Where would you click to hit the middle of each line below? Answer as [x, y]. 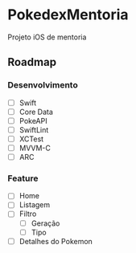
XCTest [31, 139]
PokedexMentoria [68, 15]
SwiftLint [34, 129]
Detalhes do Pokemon [56, 241]
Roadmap [32, 62]
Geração [45, 223]
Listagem [34, 205]
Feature [23, 178]
